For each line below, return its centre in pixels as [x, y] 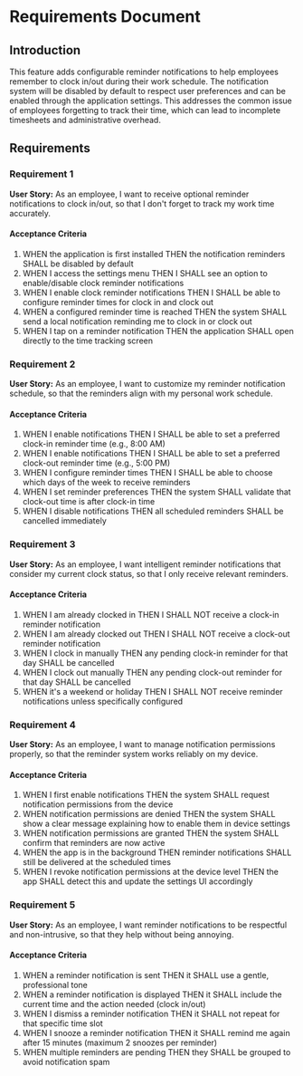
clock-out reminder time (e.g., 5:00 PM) [96, 463]
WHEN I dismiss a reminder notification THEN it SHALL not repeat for [151, 1014]
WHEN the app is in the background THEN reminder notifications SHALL [157, 852]
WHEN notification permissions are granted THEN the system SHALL [151, 833]
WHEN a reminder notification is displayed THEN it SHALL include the [152, 994]
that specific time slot [63, 1023]
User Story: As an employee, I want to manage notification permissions [142, 745]
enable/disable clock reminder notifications [103, 283]
